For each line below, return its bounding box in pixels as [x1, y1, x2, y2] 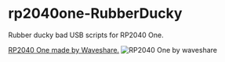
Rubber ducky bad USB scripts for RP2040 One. [8, 30, 164, 40]
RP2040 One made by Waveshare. [8, 45, 120, 54]
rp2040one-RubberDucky [8, 5, 183, 22]
